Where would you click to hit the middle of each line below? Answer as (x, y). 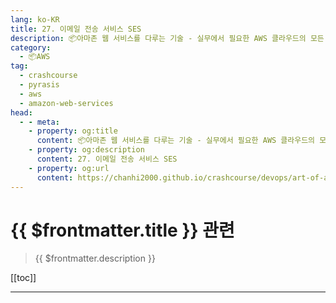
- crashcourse (48, 76)
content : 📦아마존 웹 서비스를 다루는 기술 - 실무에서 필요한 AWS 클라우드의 (176, 141)
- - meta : (39, 122)
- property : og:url (69, 168)
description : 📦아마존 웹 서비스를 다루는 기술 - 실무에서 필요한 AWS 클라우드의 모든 (167, 38)
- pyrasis (39, 85)
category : (31, 47)
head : (21, 112)
